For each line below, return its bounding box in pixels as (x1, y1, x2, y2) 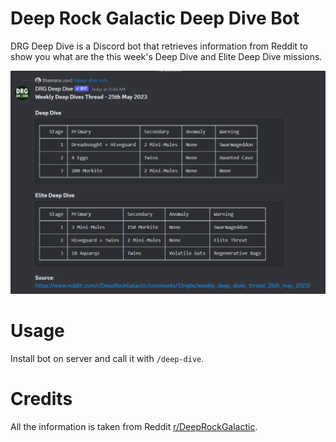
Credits (10, 388, 73, 411)
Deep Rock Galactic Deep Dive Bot (10, 7, 300, 30)
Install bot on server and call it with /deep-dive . (10, 353, 205, 365)
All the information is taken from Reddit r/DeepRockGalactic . (10, 421, 258, 433)
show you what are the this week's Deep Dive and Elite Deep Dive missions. (10, 50, 323, 62)
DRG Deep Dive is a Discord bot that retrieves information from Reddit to (10, 40, 308, 52)
